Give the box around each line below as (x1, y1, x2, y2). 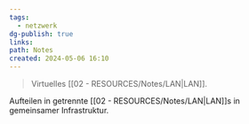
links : (9, 37, 34, 47)
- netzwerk (17, 21, 58, 30)
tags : (9, 12, 29, 22)
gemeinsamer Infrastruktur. (9, 105, 109, 115)
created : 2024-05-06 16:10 (9, 54, 109, 63)
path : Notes (9, 46, 53, 55)
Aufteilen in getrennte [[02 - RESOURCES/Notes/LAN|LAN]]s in (9, 96, 240, 106)
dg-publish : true (9, 29, 74, 38)
